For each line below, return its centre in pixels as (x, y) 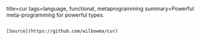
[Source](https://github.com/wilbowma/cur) (62, 31)
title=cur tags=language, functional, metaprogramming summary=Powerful (100, 9)
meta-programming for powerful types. (55, 15)
